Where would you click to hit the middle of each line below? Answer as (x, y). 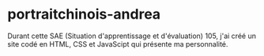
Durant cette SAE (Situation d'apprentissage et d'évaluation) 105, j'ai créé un (132, 36)
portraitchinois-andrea (84, 14)
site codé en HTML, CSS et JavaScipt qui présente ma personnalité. (118, 44)
